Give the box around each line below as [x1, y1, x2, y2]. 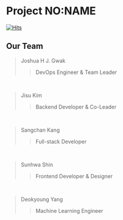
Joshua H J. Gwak [20, 57, 66, 64]
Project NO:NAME [6, 4, 96, 18]
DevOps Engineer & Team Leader [35, 69, 117, 76]
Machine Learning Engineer [35, 207, 103, 214]
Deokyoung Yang [20, 196, 64, 203]
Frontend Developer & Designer [35, 172, 113, 179]
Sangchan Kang [20, 126, 60, 134]
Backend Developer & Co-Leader [35, 103, 117, 110]
